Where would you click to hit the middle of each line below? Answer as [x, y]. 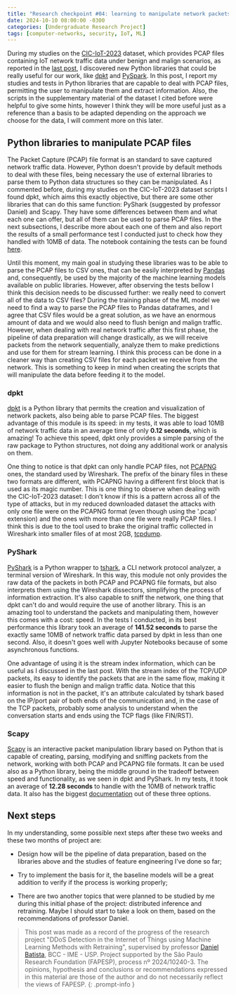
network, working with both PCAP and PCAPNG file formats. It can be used [116, 764]
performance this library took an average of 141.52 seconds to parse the [112, 627]
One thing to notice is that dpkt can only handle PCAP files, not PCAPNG [112, 467]
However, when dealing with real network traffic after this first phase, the [113, 330]
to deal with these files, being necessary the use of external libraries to [110, 175]
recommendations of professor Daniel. [73, 918]
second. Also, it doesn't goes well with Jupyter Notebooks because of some [118, 642]
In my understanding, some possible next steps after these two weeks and [115, 833]
